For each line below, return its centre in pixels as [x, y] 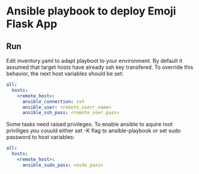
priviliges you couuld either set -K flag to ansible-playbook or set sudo [94, 130]
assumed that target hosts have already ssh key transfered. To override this [100, 67]
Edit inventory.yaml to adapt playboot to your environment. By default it [94, 61]
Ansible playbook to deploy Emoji [91, 11]
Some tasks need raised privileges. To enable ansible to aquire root [90, 124]
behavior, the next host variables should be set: [65, 73]
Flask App [32, 24]
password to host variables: [41, 137]
